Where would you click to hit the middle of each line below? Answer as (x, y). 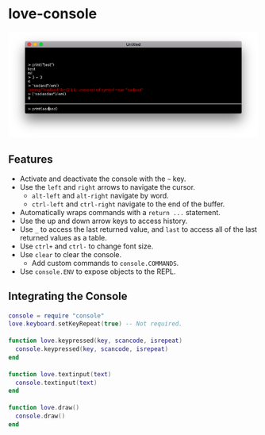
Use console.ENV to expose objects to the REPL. (98, 271)
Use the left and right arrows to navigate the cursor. (108, 187)
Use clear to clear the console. (70, 254)
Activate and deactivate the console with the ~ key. (103, 179)
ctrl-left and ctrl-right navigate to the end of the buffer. (128, 204)
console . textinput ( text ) (56, 383)
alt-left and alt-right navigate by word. (100, 195)
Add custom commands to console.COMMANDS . (105, 263)
